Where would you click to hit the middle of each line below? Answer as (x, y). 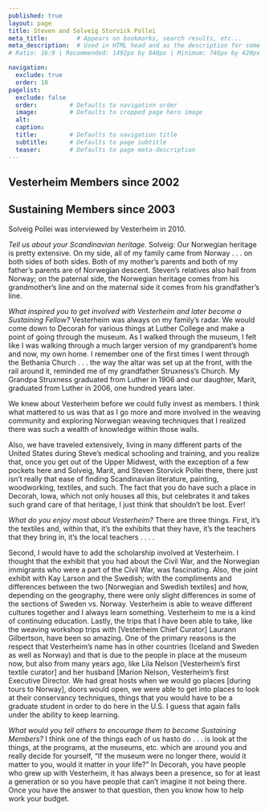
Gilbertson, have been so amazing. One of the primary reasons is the (122, 638)
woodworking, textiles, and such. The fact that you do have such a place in (132, 487)
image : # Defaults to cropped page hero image (109, 112)
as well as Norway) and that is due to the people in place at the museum (128, 654)
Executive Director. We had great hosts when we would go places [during (130, 680)
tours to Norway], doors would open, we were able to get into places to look (134, 689)
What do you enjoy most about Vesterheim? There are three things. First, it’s (134, 520)
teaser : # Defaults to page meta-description (106, 149)
